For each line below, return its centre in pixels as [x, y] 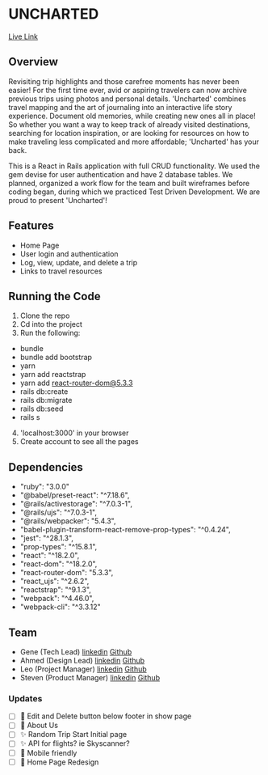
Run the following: [50, 333]
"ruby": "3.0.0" [45, 487]
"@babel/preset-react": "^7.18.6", [75, 495]
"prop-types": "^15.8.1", [59, 547]
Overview [33, 62]
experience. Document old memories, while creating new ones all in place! [132, 116]
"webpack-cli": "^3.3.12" [60, 607]
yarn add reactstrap [53, 375]
